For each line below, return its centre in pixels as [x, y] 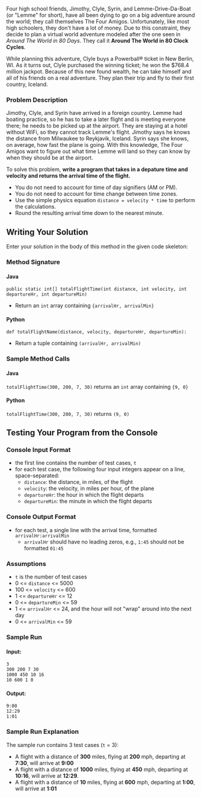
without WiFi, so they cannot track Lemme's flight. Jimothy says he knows [98, 132]
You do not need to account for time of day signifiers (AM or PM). [96, 188]
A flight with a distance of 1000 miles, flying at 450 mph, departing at [101, 769]
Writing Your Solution [47, 232]
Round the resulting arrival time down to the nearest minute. [89, 213]
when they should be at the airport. [50, 158]
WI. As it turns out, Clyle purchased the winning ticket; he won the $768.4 [98, 65]
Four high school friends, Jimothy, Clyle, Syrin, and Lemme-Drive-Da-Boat [99, 9]
